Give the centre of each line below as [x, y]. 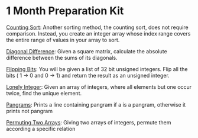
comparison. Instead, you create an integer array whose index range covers [98, 33]
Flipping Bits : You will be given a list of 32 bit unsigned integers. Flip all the [97, 69]
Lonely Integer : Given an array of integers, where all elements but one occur [99, 86]
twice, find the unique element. [44, 93]
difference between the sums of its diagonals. [62, 57]
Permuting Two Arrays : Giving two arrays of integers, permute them [89, 122]
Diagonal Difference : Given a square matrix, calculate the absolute [87, 51]
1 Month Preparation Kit [65, 11]
